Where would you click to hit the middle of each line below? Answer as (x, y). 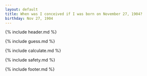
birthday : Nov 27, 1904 (29, 18)
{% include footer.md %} (30, 69)
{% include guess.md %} (30, 41)
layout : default (21, 9)
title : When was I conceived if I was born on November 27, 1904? (74, 14)
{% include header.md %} (31, 32)
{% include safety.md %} (30, 60)
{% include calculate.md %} (33, 51)
